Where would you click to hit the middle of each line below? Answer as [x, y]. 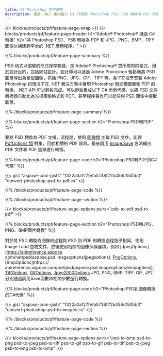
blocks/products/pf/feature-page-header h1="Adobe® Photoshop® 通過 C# [80, 34]
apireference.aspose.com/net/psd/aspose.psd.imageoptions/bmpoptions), [80, 267]
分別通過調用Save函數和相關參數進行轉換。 [48, 278]
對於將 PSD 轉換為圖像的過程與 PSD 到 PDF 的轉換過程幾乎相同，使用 [74, 240]
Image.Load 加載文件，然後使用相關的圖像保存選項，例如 [62, 246]
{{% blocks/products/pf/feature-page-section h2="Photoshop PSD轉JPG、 [81, 224]
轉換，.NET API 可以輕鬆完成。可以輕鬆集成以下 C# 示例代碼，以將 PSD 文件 [81, 90]
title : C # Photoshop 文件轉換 [34, 9]
